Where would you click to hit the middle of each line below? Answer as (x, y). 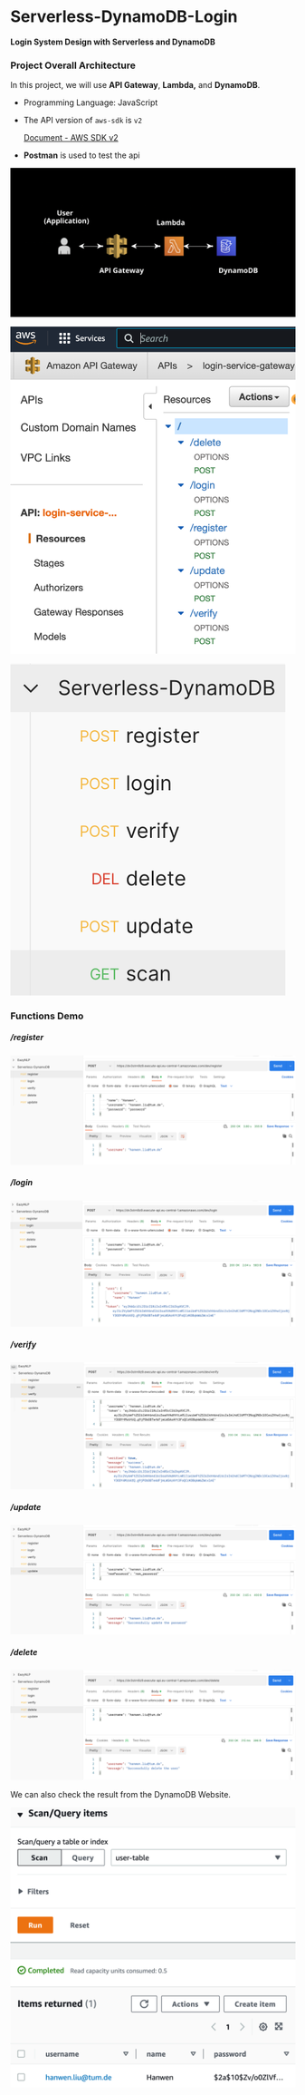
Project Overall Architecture (73, 65)
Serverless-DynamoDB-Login (124, 17)
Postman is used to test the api (82, 155)
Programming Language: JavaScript (91, 102)
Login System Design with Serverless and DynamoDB (113, 42)
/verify (24, 1344)
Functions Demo (47, 1016)
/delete (24, 1652)
